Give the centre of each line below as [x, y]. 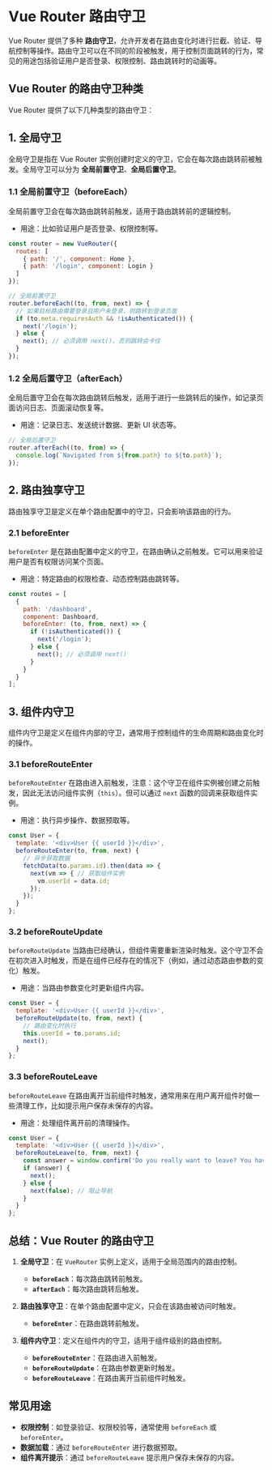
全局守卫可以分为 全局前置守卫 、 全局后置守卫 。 [101, 169]
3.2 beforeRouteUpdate [56, 931]
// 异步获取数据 [47, 859]
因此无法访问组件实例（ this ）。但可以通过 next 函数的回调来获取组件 [136, 793]
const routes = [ [38, 594]
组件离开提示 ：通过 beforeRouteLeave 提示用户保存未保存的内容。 [129, 1457]
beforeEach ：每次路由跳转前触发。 [89, 1279]
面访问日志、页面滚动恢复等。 [58, 408]
